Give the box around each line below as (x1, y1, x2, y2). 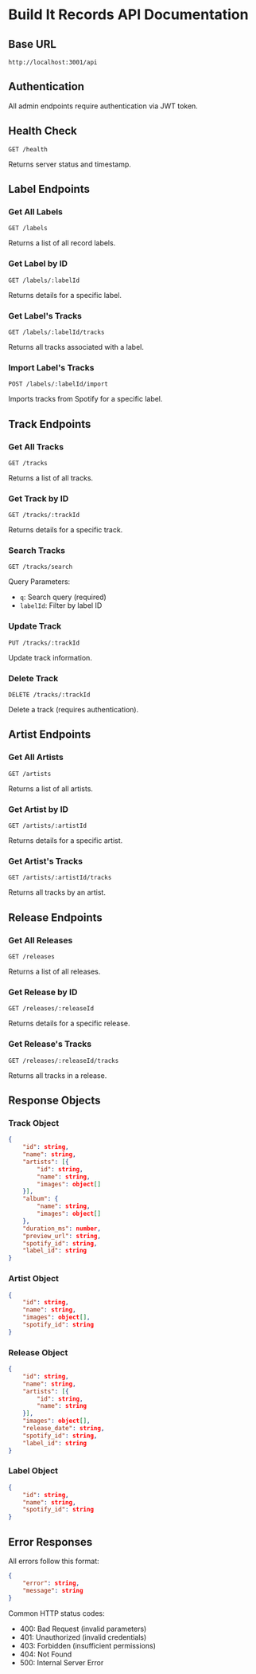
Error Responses (8, 1535, 93, 1549)
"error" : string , (22, 1579, 80, 1587)
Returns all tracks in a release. (8, 1070, 107, 1080)
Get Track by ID (8, 492, 69, 504)
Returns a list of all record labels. (8, 238, 116, 248)
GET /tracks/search (8, 563, 73, 571)
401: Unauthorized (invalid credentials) (19, 1632, 147, 1642)
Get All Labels (8, 206, 64, 217)
